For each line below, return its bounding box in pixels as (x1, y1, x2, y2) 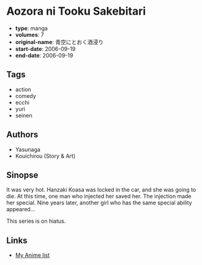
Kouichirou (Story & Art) (15, 152, 76, 160)
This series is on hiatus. (6, 217, 66, 225)
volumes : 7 (15, 31, 44, 38)
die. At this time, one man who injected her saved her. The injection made (6, 193, 192, 200)
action (15, 86, 32, 93)
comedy (15, 92, 37, 99)
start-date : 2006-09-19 (15, 45, 76, 53)
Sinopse (6, 170, 39, 180)
